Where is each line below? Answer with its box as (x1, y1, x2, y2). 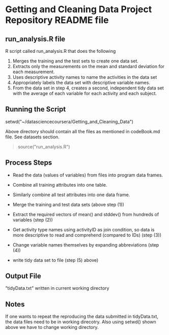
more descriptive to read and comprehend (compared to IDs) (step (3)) (12, 232, 162, 238)
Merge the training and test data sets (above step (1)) (12, 201, 125, 207)
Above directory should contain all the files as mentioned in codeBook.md (5, 128, 160, 134)
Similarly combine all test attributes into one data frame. (12, 192, 130, 198)
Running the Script (5, 105, 66, 114)
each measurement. (12, 69, 55, 75)
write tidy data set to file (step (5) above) (12, 257, 99, 263)
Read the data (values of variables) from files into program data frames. (12, 172, 163, 178)
